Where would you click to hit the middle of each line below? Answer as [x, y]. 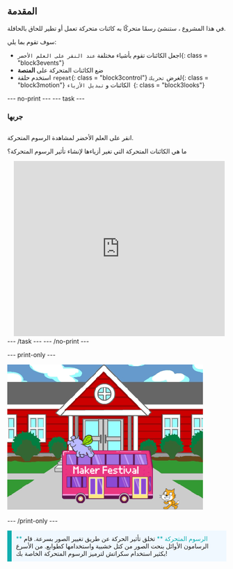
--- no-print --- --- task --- [46, 98]
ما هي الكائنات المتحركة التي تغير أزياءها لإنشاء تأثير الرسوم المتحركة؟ [97, 151]
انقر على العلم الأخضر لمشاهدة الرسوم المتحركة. [71, 138]
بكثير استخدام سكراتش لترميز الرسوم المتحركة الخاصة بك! [92, 554]
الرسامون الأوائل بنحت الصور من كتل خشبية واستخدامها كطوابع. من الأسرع [112, 546]
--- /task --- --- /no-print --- [48, 342]
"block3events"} [41, 63]
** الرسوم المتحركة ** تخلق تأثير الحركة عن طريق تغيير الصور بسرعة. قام [112, 539]
